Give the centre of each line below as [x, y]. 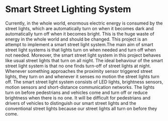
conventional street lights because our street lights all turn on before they [81, 108]
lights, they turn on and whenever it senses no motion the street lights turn [82, 76]
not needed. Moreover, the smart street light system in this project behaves [83, 55]
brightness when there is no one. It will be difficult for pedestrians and [78, 98]
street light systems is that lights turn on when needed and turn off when [80, 50]
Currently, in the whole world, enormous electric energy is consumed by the [84, 23]
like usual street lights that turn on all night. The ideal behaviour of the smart [84, 60]
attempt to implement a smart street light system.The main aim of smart [79, 44]
